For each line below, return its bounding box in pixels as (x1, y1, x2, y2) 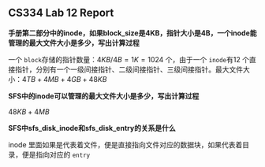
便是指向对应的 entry (21, 150, 91, 159)
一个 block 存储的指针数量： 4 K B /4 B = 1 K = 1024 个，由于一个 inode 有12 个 (8, 54, 250, 64)
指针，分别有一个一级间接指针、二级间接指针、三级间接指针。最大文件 (14, 65, 243, 74)
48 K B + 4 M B (8, 106, 50, 117)
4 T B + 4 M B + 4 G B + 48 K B (22, 74, 107, 83)
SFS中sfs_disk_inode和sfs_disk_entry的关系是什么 (8, 123, 176, 132)
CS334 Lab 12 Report (8, 6, 114, 20)
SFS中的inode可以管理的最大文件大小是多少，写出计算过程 (8, 91, 200, 101)
